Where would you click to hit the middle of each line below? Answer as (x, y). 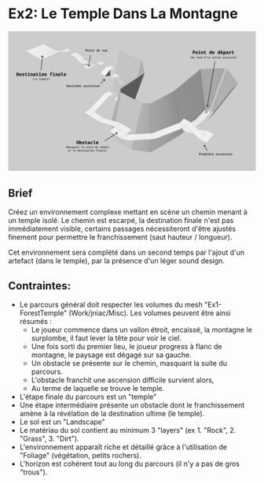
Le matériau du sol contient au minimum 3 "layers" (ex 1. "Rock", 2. (128, 430)
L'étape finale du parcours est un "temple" (88, 397)
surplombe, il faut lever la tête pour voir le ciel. (106, 338)
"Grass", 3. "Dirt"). (49, 439)
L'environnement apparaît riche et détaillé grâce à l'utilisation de (123, 447)
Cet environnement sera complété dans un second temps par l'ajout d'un (126, 252)
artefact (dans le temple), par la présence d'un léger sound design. (117, 261)
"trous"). (33, 472)
